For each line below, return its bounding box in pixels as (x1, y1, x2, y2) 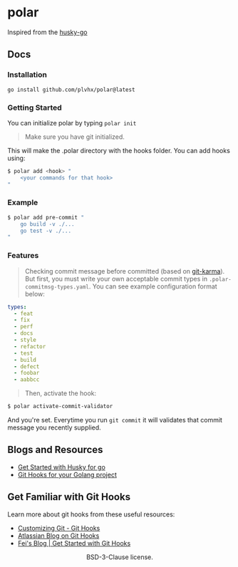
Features (7, 251, 39, 261)
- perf (14, 323, 33, 331)
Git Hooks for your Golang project (17, 470, 118, 479)
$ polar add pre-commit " (7, 214, 84, 221)
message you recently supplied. (7, 423, 101, 432)
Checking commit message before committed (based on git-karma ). (24, 266, 225, 275)
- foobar (14, 370, 40, 377)
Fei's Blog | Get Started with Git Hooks (17, 539, 131, 547)
